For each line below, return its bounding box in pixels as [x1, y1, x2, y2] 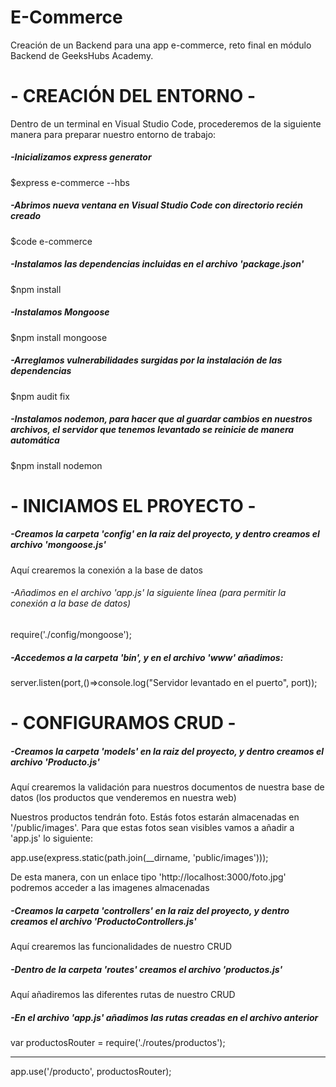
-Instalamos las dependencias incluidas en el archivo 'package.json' [10, 258, 305, 270]
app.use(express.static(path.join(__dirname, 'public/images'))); [10, 852, 269, 864]
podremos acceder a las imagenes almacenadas [10, 882, 210, 894]
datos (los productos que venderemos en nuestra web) [10, 792, 237, 804]
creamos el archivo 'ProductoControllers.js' [10, 915, 197, 927]
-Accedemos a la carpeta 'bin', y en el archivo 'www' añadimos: [10, 651, 284, 663]
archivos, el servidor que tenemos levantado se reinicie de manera [10, 424, 295, 436]
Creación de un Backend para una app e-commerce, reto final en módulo [10, 39, 312, 51]
